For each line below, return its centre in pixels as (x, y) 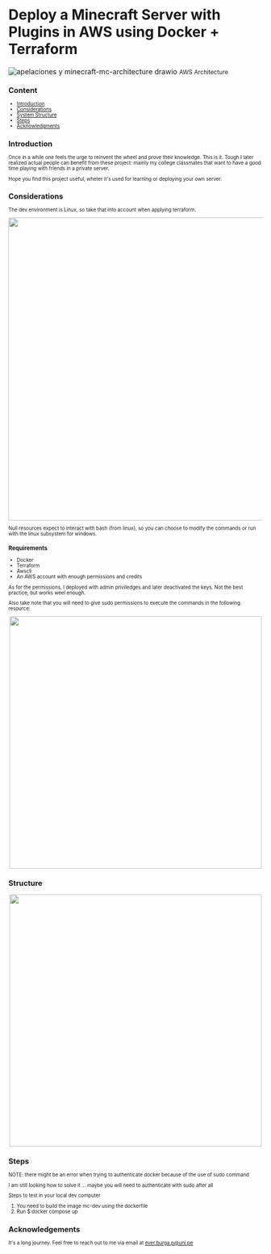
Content (23, 91)
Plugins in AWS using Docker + (114, 32)
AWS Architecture (203, 72)
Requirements (28, 548)
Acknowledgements (44, 1229)
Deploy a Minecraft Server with (115, 15)
